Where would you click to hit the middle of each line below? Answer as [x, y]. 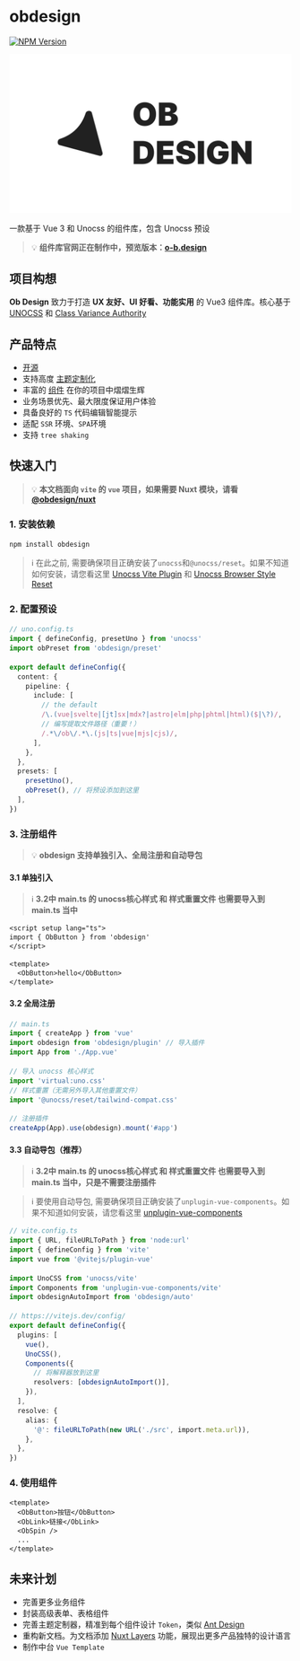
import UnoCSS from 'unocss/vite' [74, 1278]
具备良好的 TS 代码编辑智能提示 [79, 413]
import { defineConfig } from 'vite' [80, 1250]
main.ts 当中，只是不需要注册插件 [94, 1182]
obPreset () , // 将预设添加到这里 [82, 791]
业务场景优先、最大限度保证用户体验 [89, 401]
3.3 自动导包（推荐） [48, 1149]
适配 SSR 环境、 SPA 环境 [64, 424]
